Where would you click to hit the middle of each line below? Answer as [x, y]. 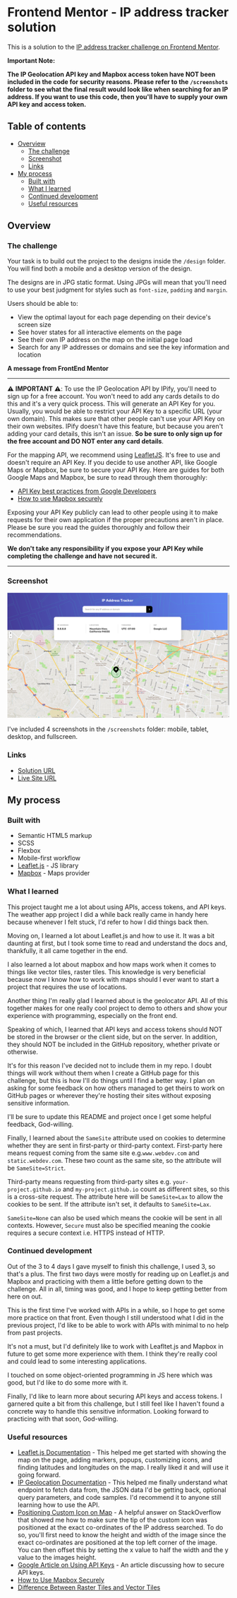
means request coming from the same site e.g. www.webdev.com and [103, 1153]
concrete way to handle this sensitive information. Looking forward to [108, 1411]
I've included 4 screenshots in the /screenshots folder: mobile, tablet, [108, 729]
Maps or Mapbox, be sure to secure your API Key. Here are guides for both [116, 470]
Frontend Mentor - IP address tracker [118, 12]
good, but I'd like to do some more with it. [68, 1383]
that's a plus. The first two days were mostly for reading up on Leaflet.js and [118, 1274]
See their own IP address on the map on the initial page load [105, 340]
